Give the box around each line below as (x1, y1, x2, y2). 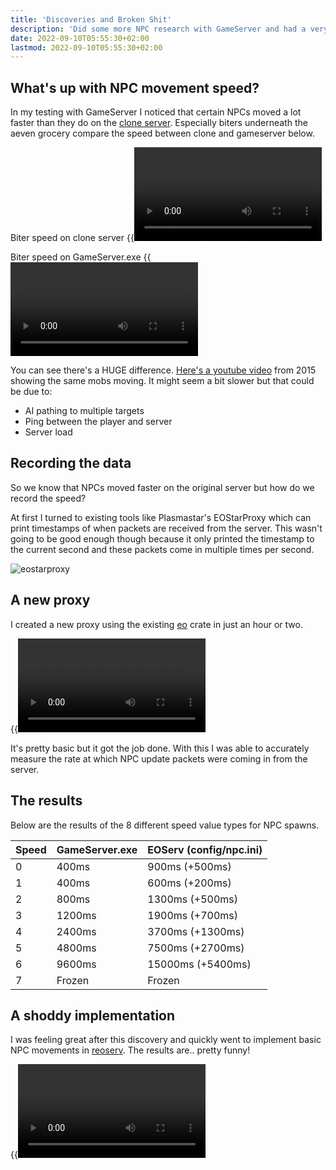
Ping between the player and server (24, 416, 173, 428)
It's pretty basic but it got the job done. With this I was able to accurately (10, 742, 310, 754)
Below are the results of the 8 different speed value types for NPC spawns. (10, 819, 320, 831)
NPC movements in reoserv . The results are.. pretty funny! (10, 1044, 251, 1056)
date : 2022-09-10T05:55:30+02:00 (10, 33, 150, 43)
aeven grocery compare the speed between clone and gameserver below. (10, 127, 315, 140)
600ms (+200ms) (147, 876, 232, 890)
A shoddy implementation (10, 1007, 176, 1024)
